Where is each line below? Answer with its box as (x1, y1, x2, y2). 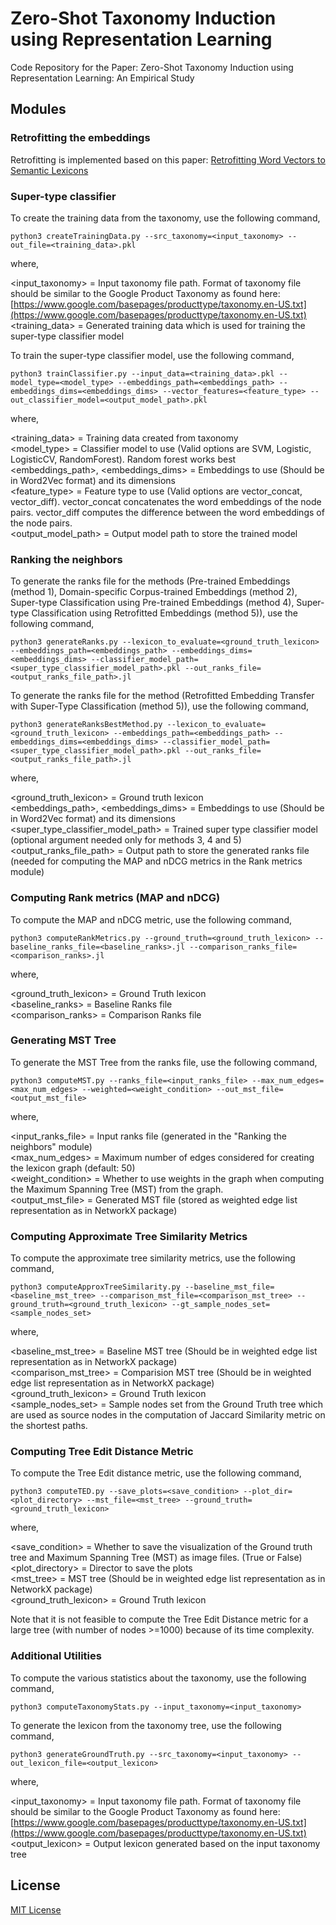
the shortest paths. (10, 1420, 88, 1432)
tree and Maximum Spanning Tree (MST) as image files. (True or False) (10, 1552, 303, 1564)
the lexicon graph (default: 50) (10, 1162, 136, 1174)
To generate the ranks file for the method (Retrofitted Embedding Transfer (10, 690, 315, 702)
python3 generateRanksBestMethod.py (10, 720, 163, 730)
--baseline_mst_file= (184, 1282, 275, 1292)
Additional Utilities (10, 1649, 102, 1663)
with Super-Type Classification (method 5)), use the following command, (10, 700, 310, 712)
